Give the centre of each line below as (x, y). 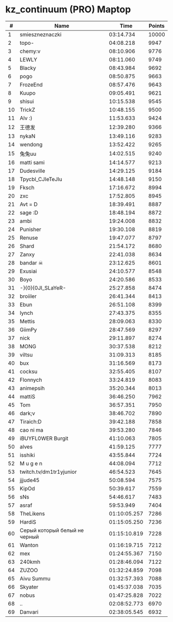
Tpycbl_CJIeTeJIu (41, 179)
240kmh (30, 562)
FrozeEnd (31, 84)
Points (157, 26)
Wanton (29, 545)
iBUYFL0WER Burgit (44, 438)
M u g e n (31, 463)
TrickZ (28, 110)
